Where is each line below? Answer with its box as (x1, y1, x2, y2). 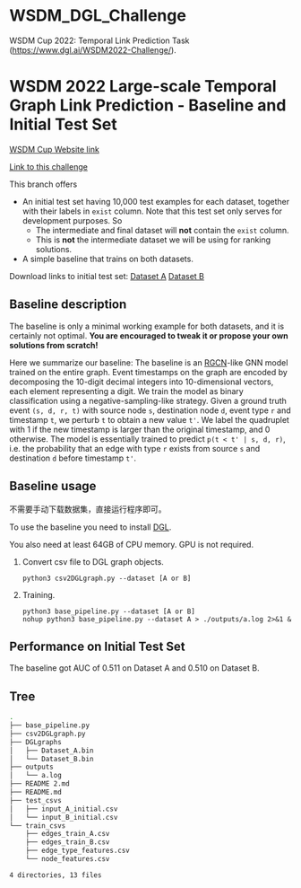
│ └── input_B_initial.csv (9, 813, 118, 822)
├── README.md (9, 787, 63, 796)
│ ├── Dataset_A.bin (9, 746, 94, 755)
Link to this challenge (9, 161, 88, 171)
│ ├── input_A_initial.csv (9, 804, 118, 813)
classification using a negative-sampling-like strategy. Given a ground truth (9, 395, 287, 406)
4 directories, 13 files (9, 870, 102, 880)
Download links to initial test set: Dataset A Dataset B (9, 270, 204, 281)
